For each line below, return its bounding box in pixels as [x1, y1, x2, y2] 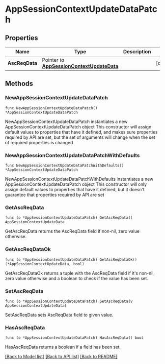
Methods [5, 80, 33, 88]
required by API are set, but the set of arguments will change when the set [5, 134, 156, 140]
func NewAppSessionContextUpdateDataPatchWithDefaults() [5, 163, 124, 168]
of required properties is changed [5, 139, 73, 145]
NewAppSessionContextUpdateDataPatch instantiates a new [5, 119, 128, 124]
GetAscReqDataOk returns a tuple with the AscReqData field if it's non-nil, [5, 270, 155, 276]
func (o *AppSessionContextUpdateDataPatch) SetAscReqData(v [5, 299, 133, 304]
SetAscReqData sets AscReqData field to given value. [5, 312, 113, 318]
